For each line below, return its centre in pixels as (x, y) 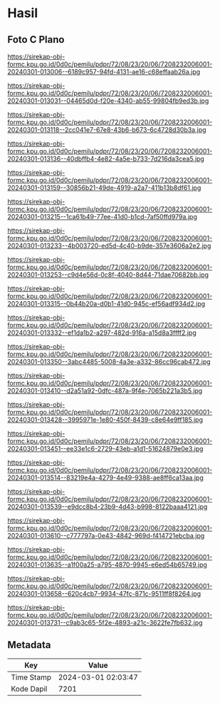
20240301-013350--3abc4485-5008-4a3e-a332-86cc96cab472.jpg (109, 361)
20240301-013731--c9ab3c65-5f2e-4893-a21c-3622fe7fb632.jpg (105, 623)
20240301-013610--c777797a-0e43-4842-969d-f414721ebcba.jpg (106, 536)
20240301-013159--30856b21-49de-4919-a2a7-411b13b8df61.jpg (104, 188)
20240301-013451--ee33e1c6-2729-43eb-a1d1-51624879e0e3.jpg (105, 449)
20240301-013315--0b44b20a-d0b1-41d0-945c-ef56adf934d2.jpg (106, 304)
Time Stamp (31, 677)
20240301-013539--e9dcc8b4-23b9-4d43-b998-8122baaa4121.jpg (108, 507)
